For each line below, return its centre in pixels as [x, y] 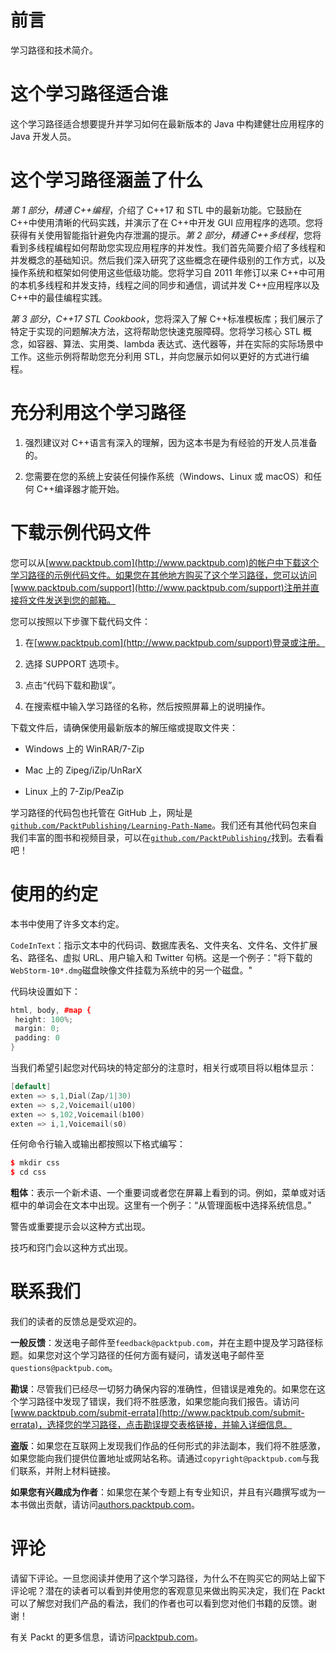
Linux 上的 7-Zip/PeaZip [74, 791]
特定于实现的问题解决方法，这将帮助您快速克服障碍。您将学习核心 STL [155, 331]
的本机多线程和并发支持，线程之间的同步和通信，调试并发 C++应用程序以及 [165, 285]
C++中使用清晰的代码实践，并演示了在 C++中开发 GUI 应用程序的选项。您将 [166, 222]
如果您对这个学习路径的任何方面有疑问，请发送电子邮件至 [146, 1355]
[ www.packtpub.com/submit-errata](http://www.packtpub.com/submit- [157, 1413]
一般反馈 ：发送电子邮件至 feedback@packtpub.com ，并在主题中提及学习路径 [162, 1343]
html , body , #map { [51, 1010]
